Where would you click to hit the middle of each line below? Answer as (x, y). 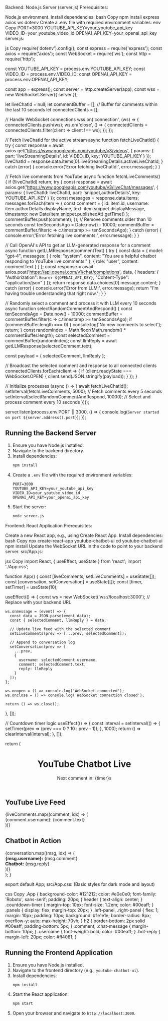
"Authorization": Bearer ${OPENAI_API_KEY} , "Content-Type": (67, 277)
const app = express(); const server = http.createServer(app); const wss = (82, 89)
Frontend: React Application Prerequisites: (49, 525)
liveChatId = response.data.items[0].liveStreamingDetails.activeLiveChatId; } (84, 161)
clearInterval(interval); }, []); (34, 734)
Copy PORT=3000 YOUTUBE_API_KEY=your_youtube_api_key (69, 28)
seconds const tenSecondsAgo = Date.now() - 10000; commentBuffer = (80, 225)
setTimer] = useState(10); (31, 587)
